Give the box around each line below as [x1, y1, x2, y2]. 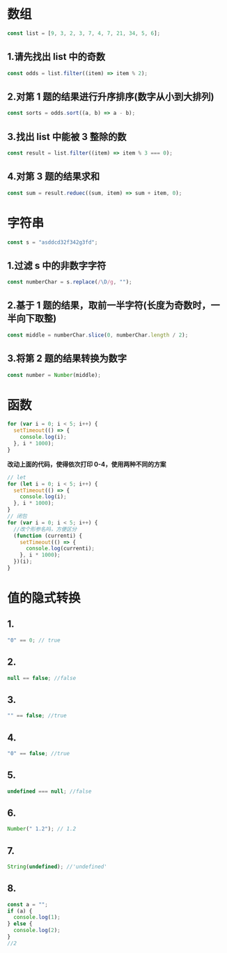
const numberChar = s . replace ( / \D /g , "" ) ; [7, 279, 132, 286]
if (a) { [7, 907, 33, 915]
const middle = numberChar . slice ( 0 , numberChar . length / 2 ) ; [7, 332, 189, 339]
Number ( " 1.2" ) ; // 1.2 [7, 826, 77, 832]
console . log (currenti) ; [25, 545, 95, 552]
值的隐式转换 [7, 590, 81, 606]
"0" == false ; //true [7, 750, 70, 757]
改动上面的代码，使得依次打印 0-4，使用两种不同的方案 [7, 460, 166, 468]
